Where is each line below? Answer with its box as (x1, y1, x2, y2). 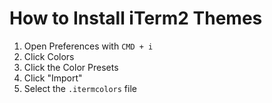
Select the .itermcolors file (23, 82, 137, 94)
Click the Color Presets (23, 61, 119, 73)
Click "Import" (23, 72, 83, 84)
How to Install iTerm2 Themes (9, 7, 263, 30)
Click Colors (23, 50, 75, 62)
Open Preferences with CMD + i (23, 40, 154, 52)
